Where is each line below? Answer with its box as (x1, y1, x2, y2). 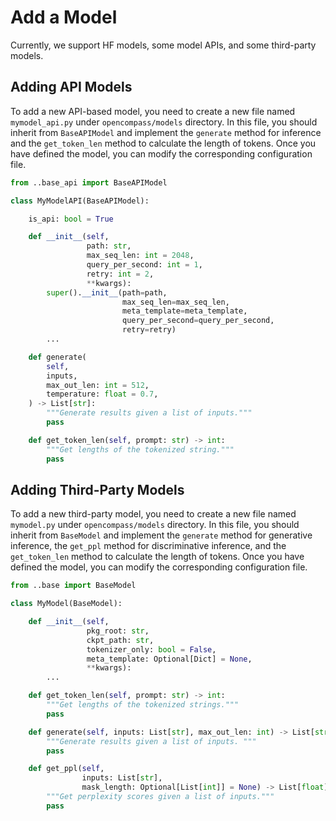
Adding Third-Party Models (10, 481, 185, 498)
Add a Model (10, 6, 118, 29)
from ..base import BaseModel (10, 581, 137, 591)
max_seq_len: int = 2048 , (86, 251, 195, 261)
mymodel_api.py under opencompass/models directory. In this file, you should (10, 116, 318, 128)
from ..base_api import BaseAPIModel (10, 177, 168, 188)
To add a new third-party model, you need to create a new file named (10, 508, 297, 520)
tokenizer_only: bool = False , (86, 644, 217, 655)
